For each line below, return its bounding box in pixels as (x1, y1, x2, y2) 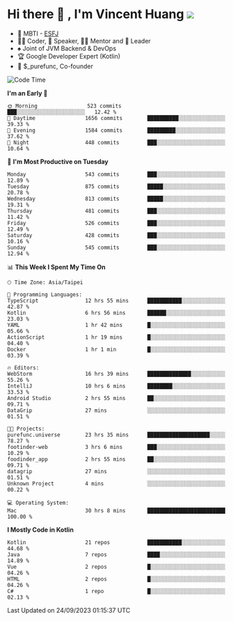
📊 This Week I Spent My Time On (7, 263, 106, 271)
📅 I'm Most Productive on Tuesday (7, 157, 109, 166)
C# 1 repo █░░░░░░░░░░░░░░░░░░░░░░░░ (7, 588, 226, 595)
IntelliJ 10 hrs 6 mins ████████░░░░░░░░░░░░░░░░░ (7, 383, 226, 390)
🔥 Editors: (7, 364, 40, 371)
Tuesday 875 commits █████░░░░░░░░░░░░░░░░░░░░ (7, 183, 226, 190)
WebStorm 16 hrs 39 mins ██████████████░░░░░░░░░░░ (7, 370, 226, 377)
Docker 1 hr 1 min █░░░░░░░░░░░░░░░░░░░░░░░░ (7, 346, 226, 353)
